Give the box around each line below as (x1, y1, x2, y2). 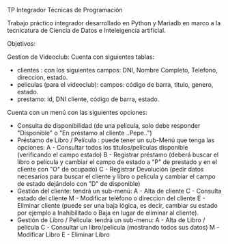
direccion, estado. (16, 73, 68, 81)
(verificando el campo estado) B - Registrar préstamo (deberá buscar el (16, 150, 219, 159)
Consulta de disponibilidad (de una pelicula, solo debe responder (16, 122, 201, 129)
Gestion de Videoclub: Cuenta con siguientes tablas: (7, 53, 155, 61)
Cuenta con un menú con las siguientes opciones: (7, 109, 148, 116)
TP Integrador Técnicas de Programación (7, 6, 123, 14)
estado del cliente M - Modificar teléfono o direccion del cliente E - (16, 194, 206, 202)
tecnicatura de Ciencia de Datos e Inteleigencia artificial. (7, 27, 166, 34)
